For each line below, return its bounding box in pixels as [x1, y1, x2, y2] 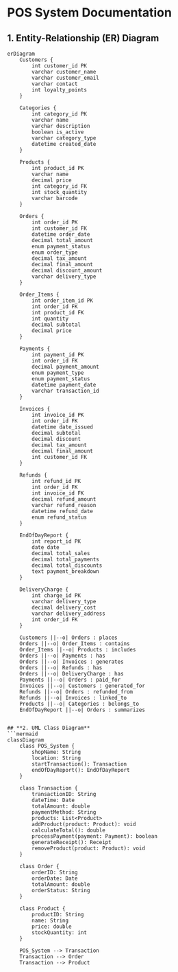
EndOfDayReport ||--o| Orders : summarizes [19, 706, 146, 713]
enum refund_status [31, 514, 88, 521]
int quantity [31, 315, 69, 322]
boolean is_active [31, 129, 84, 136]
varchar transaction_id [31, 387, 99, 394]
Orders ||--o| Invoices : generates [19, 658, 125, 665]
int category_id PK [31, 111, 88, 118]
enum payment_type [31, 369, 84, 376]
